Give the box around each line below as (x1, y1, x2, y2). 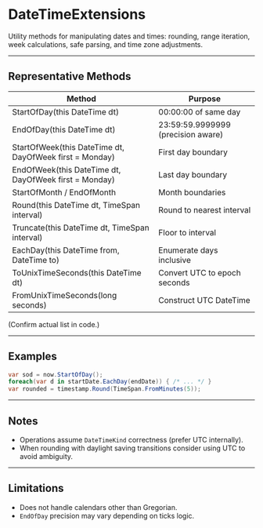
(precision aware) (158, 129, 224, 140)
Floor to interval (158, 227, 217, 238)
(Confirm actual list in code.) (8, 319, 100, 329)
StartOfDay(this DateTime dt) (12, 106, 120, 117)
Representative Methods (8, 70, 131, 83)
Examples (8, 350, 57, 363)
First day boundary (158, 147, 229, 158)
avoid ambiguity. (19, 452, 73, 461)
